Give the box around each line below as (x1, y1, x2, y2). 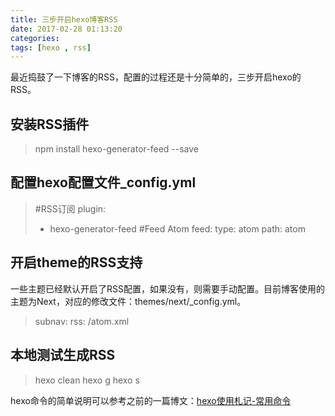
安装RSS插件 (10, 116, 90, 133)
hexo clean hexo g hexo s (34, 374, 140, 386)
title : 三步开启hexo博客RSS (10, 14, 118, 25)
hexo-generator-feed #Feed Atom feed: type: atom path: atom (49, 222, 306, 235)
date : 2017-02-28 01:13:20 (10, 24, 123, 34)
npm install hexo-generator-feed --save (34, 143, 200, 155)
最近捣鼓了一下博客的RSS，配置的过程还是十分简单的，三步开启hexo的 (10, 71, 302, 83)
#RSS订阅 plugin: (34, 202, 107, 215)
